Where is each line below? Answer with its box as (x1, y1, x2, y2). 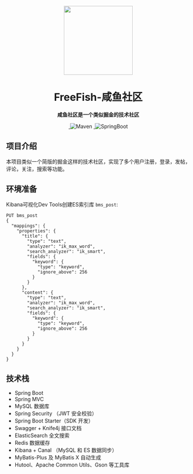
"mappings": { (11, 223, 46, 229)
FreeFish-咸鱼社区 (53, 91, 143, 104)
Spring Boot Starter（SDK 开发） (14, 417, 94, 425)
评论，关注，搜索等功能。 (6, 165, 68, 172)
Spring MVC (14, 396, 44, 403)
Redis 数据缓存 (14, 439, 51, 446)
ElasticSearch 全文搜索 (14, 432, 70, 439)
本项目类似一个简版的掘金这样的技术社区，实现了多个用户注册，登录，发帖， (6, 158, 191, 165)
